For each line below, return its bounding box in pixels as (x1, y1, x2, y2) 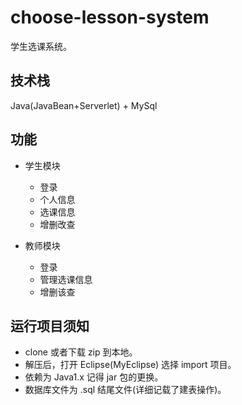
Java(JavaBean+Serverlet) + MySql (10, 99, 158, 111)
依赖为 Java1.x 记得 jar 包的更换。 (24, 371, 164, 383)
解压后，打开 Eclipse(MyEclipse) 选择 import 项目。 (24, 359, 237, 371)
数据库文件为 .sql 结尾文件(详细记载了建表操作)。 (24, 384, 227, 396)
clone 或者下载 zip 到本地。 (24, 346, 138, 358)
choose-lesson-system (10, 6, 210, 29)
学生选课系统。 (10, 40, 72, 52)
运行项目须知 (10, 317, 90, 335)
